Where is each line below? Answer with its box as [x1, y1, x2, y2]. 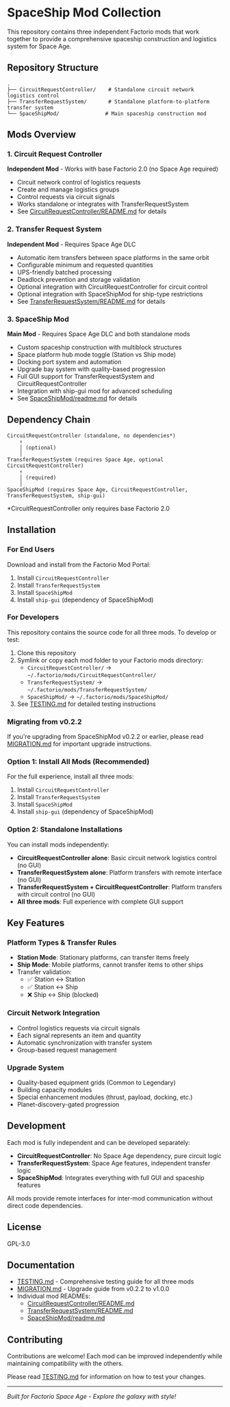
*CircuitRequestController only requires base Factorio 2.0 [7, 504, 170, 512]
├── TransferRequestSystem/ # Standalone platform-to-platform [7, 98, 210, 105]
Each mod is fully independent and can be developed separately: [7, 1138, 190, 1146]
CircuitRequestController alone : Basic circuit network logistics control [16, 853, 217, 862]
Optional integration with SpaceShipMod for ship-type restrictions [16, 289, 203, 298]
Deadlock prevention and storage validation [16, 275, 140, 283]
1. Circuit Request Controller [7, 150, 103, 159]
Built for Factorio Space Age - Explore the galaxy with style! [7, 1393, 177, 1401]
